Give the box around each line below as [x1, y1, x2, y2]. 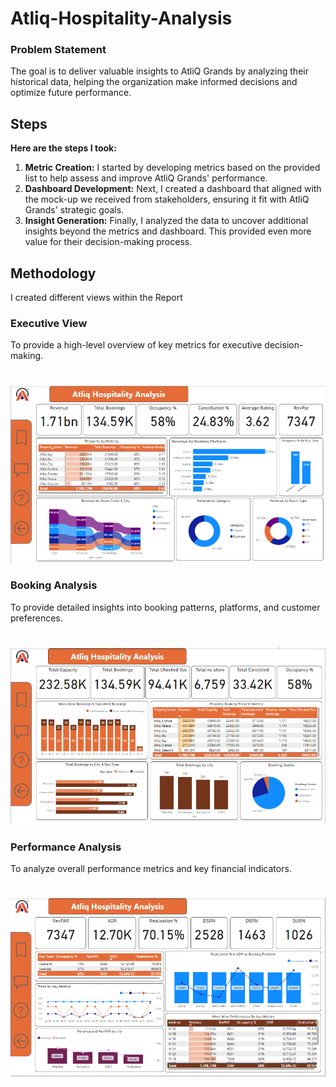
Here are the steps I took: [10, 142, 117, 154]
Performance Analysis [10, 840, 122, 854]
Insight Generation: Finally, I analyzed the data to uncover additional [24, 215, 309, 227]
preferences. [10, 612, 63, 624]
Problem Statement [10, 43, 107, 57]
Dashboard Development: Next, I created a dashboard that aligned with [24, 183, 322, 195]
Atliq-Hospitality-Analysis [10, 7, 233, 30]
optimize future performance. [10, 87, 132, 99]
